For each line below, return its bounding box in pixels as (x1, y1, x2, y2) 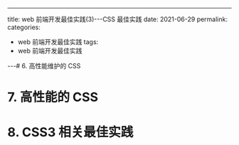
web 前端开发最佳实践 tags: (17, 38, 99, 46)
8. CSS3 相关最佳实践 (7, 124, 134, 141)
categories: (7, 23, 41, 31)
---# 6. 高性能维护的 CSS (7, 62, 81, 70)
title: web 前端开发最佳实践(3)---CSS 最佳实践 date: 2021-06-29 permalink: (7, 15, 228, 23)
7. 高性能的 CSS (7, 90, 98, 105)
